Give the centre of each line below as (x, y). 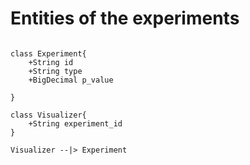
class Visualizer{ (48, 115)
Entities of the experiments (125, 18)
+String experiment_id (75, 123)
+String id (51, 62)
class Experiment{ (48, 53)
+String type (55, 71)
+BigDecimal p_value (71, 80)
